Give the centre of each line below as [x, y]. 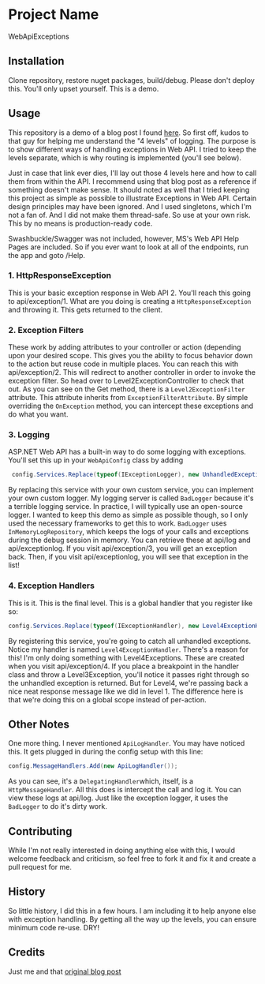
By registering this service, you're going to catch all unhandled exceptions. [130, 641]
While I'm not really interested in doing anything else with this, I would [121, 850]
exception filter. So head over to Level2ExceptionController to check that [126, 381]
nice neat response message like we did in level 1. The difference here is [126, 691]
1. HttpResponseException [60, 275]
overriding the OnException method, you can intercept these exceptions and [131, 406]
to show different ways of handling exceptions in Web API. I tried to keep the [132, 149]
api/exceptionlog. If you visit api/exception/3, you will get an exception [123, 548]
